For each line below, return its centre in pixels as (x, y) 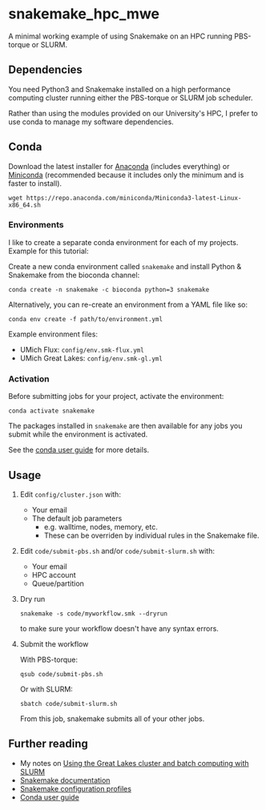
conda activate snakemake (51, 411)
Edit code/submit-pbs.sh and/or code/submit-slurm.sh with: (117, 550)
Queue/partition (58, 583)
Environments (36, 225)
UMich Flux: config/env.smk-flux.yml (82, 349)
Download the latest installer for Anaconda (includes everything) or (119, 166)
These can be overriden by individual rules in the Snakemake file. (151, 535)
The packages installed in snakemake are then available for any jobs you (125, 426)
